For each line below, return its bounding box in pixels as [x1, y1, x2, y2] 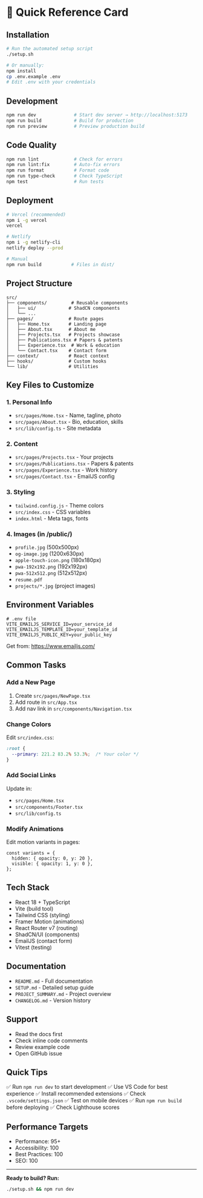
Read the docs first [14, 1030, 63, 1037]
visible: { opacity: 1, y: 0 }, [11, 861, 94, 867]
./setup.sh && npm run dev [6, 1186, 74, 1193]
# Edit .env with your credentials [6, 79, 96, 85]
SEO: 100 [14, 1157, 38, 1165]
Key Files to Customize [6, 380, 95, 390]
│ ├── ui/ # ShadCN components [6, 305, 120, 311]
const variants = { [6, 850, 56, 857]
